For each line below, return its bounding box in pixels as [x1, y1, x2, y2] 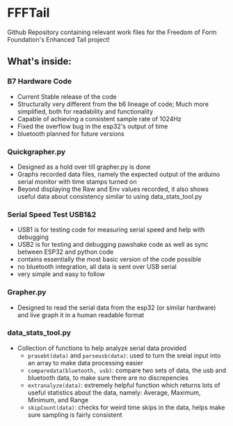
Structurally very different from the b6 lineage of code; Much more [17, 100, 209, 108]
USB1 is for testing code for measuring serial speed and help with [17, 225, 205, 234]
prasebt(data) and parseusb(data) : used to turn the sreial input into [27, 351, 221, 360]
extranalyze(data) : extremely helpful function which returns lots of [27, 381, 220, 389]
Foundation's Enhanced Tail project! [7, 35, 110, 43]
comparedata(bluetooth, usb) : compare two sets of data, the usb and [27, 366, 227, 374]
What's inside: [7, 56, 72, 68]
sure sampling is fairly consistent [27, 410, 123, 419]
